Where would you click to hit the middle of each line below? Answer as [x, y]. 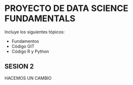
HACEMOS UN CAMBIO [28, 78]
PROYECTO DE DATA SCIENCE [66, 8]
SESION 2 [19, 67]
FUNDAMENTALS [40, 18]
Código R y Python [30, 51]
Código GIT [23, 46]
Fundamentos [25, 41]
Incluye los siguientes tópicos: [35, 32]
